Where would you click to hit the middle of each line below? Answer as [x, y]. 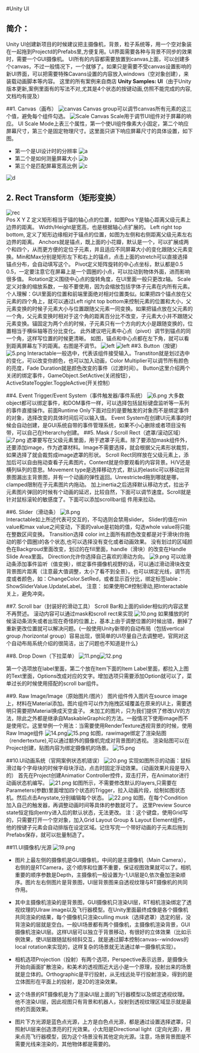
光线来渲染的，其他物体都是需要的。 [69, 1044]
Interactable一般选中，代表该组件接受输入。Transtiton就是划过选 [106, 353]
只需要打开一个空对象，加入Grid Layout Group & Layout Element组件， [102, 820]
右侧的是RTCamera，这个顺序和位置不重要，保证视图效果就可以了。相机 [103, 867]
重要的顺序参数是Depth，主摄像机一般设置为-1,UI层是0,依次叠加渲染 [97, 874]
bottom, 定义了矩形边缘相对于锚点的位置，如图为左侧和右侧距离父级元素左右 [99, 234]
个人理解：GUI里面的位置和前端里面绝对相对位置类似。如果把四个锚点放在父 [99, 294]
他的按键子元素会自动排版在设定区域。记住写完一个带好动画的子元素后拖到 [97, 827]
